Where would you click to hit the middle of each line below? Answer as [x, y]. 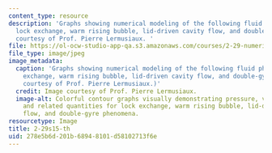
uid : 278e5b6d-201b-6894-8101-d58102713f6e [83, 136]
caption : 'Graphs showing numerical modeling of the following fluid [135, 69]
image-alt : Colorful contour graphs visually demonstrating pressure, [137, 99]
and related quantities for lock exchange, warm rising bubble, [134, 106]
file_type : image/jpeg [47, 53]
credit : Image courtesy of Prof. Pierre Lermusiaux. [106, 91]
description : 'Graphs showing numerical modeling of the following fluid [136, 23]
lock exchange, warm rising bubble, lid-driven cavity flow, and [128, 31]
